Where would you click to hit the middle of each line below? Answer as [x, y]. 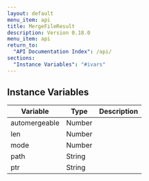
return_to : [23, 45]
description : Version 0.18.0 [49, 33]
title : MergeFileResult [41, 26]
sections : [21, 58]
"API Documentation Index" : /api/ [62, 52]
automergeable [35, 123]
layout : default [30, 13]
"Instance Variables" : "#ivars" [60, 64]
